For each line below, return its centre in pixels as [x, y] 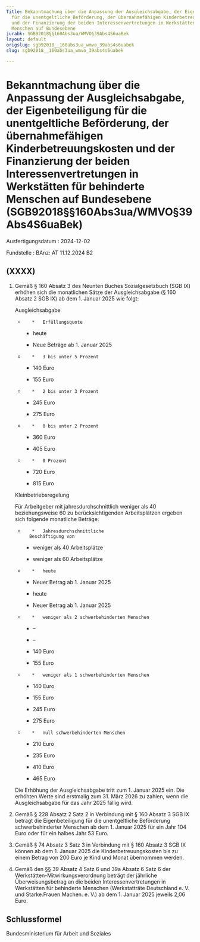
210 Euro [43, 743]
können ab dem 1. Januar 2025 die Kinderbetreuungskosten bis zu [96, 851]
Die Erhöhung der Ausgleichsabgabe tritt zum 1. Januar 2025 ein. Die [99, 790]
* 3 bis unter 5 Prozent [65, 357]
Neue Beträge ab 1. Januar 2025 [72, 345]
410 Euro [43, 767]
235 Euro [44, 755]
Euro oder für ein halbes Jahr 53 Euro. [62, 833]
